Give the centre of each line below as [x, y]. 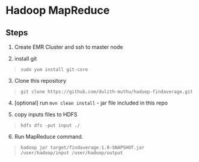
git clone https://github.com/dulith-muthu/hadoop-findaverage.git [106, 92]
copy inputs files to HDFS [46, 114]
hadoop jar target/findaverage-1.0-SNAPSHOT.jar [82, 148]
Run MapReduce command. [49, 136]
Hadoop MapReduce [58, 10]
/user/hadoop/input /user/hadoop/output [72, 153]
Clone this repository [40, 81]
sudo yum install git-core [54, 70]
